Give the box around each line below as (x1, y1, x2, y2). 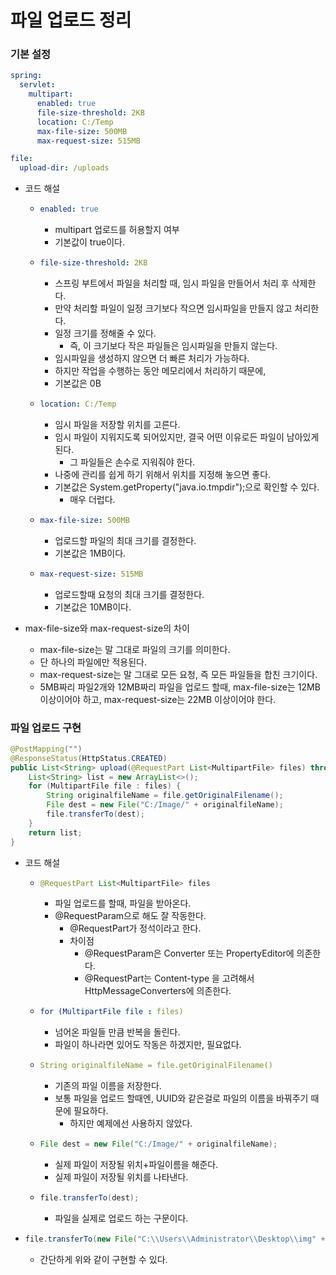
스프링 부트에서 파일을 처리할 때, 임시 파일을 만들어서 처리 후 (54, 277, 290, 289)
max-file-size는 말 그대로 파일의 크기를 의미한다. (39, 643, 231, 655)
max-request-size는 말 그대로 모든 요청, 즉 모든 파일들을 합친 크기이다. (39, 668, 318, 680)
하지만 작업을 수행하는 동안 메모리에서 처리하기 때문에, (54, 364, 267, 376)
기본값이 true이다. (54, 236, 125, 248)
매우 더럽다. (69, 493, 116, 505)
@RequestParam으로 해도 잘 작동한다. (54, 910, 207, 922)
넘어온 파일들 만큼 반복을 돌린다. (54, 1026, 181, 1038)
